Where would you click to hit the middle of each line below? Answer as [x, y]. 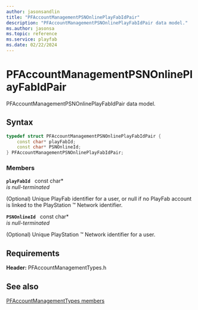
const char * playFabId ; [47, 142]
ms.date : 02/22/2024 [32, 45]
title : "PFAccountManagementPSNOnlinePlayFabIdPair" [73, 17]
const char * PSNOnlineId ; [49, 147]
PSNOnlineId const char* [38, 217]
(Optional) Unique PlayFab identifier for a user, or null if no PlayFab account [99, 199]
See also [22, 286]
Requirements [33, 253]
